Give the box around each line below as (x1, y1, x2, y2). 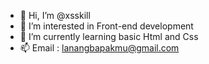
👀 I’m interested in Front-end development (19, 20, 194, 32)
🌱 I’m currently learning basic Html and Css (19, 31, 199, 42)
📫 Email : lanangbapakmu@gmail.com (19, 42, 180, 54)
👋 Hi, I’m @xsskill (19, 10, 91, 21)
